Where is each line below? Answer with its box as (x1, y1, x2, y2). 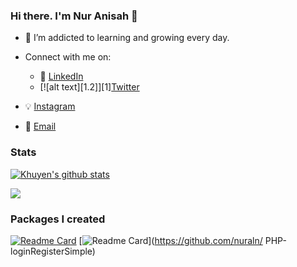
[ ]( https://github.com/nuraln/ (78, 234, 263, 246)
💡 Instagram (24, 100, 76, 113)
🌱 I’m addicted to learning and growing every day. (24, 32, 230, 44)
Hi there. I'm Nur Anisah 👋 (10, 9, 138, 23)
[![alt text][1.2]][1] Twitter (39, 81, 140, 93)
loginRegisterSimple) (10, 245, 96, 257)
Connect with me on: (24, 51, 112, 63)
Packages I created (10, 212, 106, 226)
